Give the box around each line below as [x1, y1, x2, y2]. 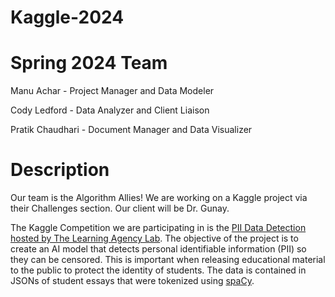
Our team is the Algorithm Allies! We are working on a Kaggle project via [10, 192, 308, 204]
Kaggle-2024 [10, 6, 125, 29]
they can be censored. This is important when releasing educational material [10, 254, 326, 266]
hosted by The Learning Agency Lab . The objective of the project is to [10, 232, 299, 245]
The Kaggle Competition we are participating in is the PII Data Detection [10, 222, 307, 234]
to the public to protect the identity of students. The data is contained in [10, 264, 307, 276]
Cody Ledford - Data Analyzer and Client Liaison [10, 104, 210, 116]
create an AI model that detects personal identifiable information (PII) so [10, 243, 307, 255]
